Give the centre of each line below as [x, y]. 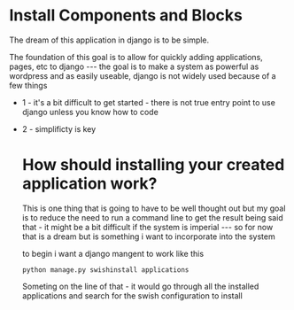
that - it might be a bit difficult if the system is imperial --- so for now [147, 227]
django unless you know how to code [90, 112]
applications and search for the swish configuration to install [132, 295]
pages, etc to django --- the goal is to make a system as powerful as [134, 66]
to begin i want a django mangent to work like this [113, 253]
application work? [89, 184]
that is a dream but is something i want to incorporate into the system [149, 236]
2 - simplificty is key [59, 128]
